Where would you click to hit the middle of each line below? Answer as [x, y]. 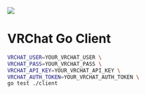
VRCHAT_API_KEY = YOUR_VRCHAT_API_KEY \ [64, 70]
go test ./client [33, 83]
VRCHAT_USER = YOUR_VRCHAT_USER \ [54, 57]
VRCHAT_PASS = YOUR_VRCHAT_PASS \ [54, 64]
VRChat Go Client [59, 39]
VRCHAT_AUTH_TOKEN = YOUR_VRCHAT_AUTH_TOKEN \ [73, 77]
